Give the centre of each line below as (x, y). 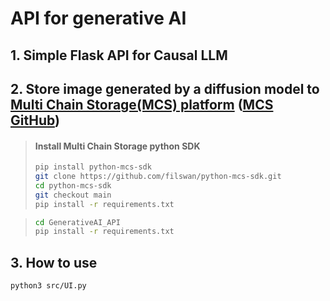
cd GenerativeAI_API (77, 222)
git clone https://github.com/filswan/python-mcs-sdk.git (158, 177)
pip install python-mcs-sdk (93, 167)
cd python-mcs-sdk (73, 185)
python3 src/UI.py (48, 286)
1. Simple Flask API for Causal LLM (119, 55)
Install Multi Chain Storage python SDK (117, 146)
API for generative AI (98, 18)
